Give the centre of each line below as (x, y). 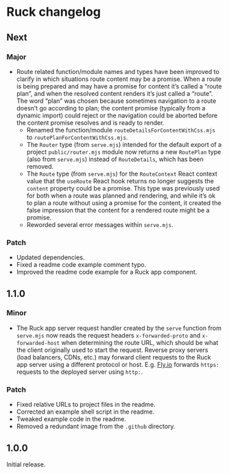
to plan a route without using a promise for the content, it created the (124, 202)
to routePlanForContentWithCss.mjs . (77, 137)
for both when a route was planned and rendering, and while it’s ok (121, 195)
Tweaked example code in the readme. (71, 419)
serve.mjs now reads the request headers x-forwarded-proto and (108, 335)
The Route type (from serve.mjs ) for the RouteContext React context (122, 174)
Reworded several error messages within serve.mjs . (100, 224)
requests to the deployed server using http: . (80, 372)
